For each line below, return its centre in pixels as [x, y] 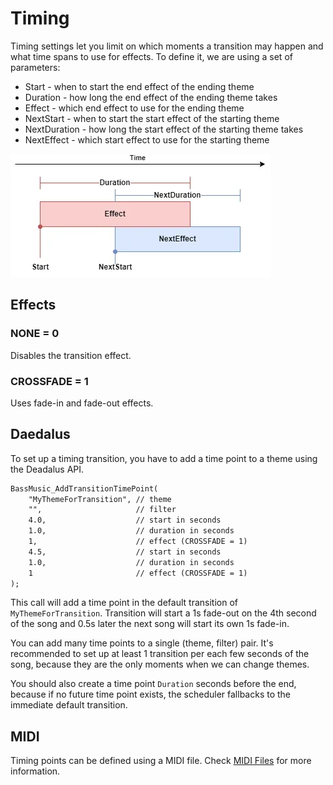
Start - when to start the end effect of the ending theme [139, 86]
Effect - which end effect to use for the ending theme [134, 108]
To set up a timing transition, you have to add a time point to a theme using [164, 458]
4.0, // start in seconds [125, 520]
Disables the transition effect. [71, 355]
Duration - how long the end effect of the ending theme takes [151, 97]
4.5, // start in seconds [125, 552]
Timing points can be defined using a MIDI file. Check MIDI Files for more [161, 761]
